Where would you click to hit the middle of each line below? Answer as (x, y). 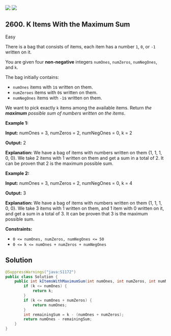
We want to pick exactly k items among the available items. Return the (78, 107)
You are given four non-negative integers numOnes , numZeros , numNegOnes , (81, 62)
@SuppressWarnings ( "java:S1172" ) (41, 272)
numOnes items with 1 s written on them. (53, 87)
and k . (12, 67)
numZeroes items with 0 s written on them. (55, 92)
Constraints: (19, 229)
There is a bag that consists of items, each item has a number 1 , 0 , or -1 (81, 46)
